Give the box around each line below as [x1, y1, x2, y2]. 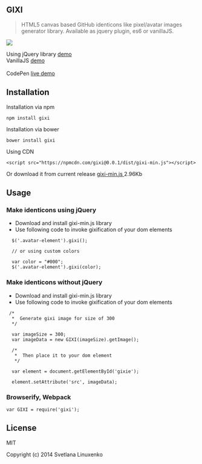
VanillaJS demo [6, 57, 45, 64]
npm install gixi [6, 115, 50, 121]
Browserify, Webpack [6, 393, 71, 401]
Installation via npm [6, 103, 55, 111]
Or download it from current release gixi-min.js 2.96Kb [6, 170, 143, 177]
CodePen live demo [6, 70, 56, 77]
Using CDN [6, 148, 34, 155]
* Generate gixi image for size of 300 [11, 315, 115, 321]
